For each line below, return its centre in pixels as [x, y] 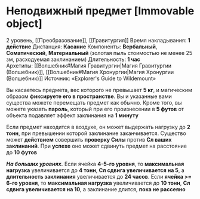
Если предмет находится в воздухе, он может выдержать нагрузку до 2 [98, 127]
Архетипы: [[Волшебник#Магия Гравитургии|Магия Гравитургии [89, 65]
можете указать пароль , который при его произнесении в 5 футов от [95, 109]
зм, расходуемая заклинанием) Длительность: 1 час [73, 59]
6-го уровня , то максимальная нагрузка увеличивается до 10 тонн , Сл [98, 183]
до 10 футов [22, 152]
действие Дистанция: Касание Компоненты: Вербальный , [82, 47]
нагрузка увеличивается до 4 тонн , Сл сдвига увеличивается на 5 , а [96, 170]
